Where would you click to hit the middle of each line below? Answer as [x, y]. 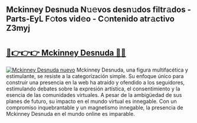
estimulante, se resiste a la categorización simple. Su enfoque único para [95, 76]
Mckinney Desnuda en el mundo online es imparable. [70, 114]
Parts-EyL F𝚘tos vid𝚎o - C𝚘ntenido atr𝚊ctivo [91, 19]
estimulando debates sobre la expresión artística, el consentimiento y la [93, 89]
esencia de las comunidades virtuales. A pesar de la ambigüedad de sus [94, 95]
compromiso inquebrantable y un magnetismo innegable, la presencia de [95, 108]
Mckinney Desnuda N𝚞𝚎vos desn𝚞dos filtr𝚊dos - [99, 10]
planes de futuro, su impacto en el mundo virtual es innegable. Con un [91, 101]
